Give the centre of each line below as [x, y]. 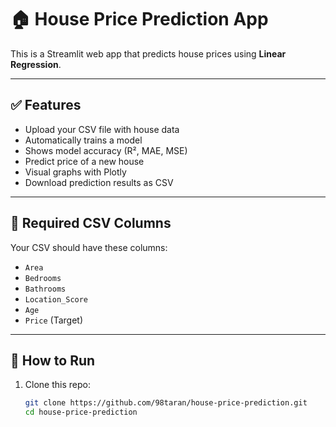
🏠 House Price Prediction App [139, 19]
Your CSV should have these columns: [89, 247]
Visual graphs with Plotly [75, 172]
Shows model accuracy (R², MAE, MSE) [106, 150]
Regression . [36, 64]
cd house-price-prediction [81, 412]
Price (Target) [53, 320]
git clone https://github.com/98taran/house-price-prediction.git [166, 403]
